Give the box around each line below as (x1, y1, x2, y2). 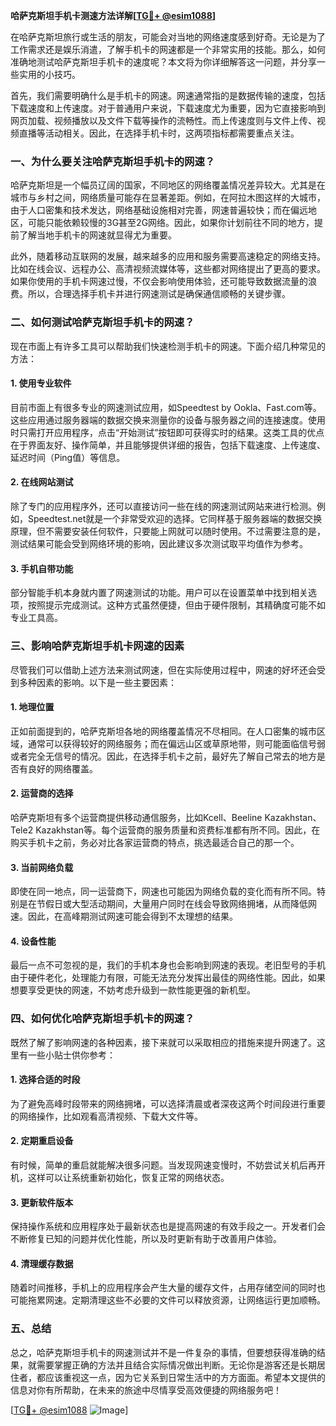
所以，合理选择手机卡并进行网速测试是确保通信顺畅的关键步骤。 (27, 288, 291, 300)
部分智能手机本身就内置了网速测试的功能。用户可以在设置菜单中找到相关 (10, 587, 308, 599)
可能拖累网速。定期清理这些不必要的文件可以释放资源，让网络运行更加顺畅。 (10, 1294, 326, 1306)
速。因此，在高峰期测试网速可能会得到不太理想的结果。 (10, 910, 238, 923)
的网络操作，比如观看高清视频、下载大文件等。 (10, 1110, 203, 1122)
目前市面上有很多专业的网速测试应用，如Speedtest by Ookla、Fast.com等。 (10, 401, 322, 413)
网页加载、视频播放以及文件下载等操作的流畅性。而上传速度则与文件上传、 (10, 115, 317, 126)
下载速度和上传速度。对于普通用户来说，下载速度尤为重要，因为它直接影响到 (10, 102, 326, 114)
